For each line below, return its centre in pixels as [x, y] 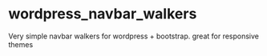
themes [21, 44]
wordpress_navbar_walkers [103, 14]
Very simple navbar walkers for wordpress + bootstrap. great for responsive [133, 36]
